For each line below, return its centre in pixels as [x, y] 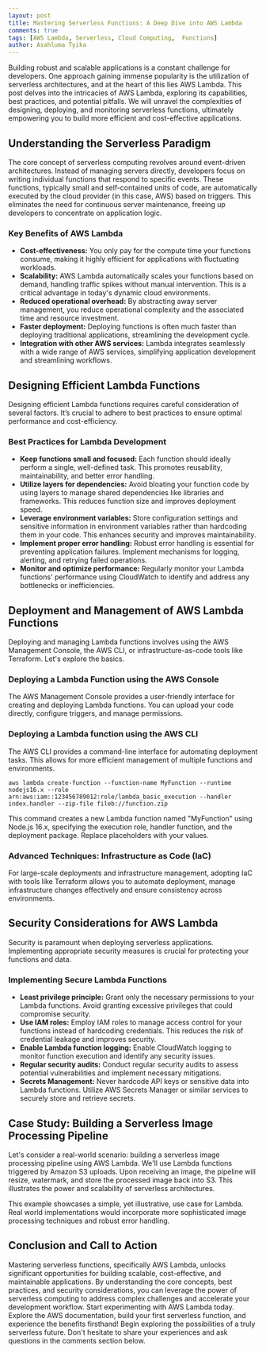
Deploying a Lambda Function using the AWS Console [114, 679]
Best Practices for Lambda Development [87, 441]
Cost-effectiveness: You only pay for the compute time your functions [135, 251]
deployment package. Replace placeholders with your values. [109, 835]
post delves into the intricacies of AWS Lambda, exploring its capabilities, [128, 93]
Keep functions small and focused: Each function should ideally [125, 459]
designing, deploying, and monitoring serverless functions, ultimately [121, 110]
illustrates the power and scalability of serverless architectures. [112, 1188]
